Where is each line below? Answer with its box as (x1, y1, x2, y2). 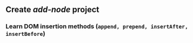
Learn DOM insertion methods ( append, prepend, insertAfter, (5, 22, 188, 31)
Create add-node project (5, 5, 99, 15)
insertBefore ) (5, 29, 46, 38)
